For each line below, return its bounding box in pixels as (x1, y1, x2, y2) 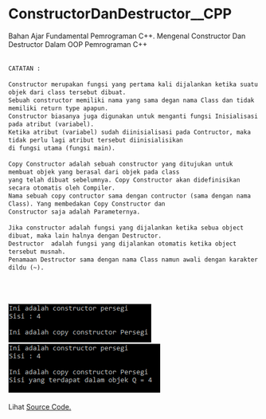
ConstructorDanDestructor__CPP (8, 5, 233, 23)
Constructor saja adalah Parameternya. (8, 208, 141, 216)
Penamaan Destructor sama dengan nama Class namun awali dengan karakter (8, 256, 259, 264)
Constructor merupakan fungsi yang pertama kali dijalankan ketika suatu (8, 80, 259, 88)
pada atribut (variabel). (8, 120, 94, 128)
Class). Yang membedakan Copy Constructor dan (8, 200, 166, 208)
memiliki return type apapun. (8, 104, 109, 112)
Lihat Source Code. (8, 401, 72, 411)
